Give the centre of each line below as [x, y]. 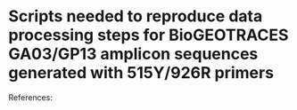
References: [30, 97]
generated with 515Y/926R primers [141, 73]
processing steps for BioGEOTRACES [148, 35]
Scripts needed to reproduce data [136, 16]
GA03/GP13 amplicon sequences [133, 54]
